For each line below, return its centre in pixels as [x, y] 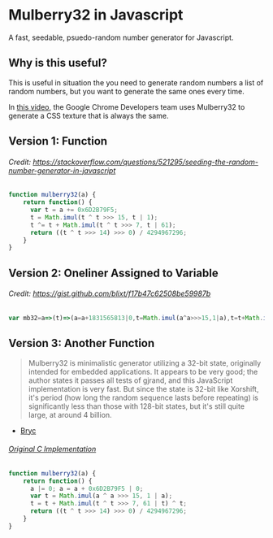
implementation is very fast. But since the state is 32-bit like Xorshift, [143, 388]
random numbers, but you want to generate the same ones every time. [127, 91]
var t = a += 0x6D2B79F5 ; [74, 210]
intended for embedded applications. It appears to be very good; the [143, 371]
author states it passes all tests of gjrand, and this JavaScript [130, 380]
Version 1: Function [58, 141]
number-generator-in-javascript [62, 170]
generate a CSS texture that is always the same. [89, 115]
